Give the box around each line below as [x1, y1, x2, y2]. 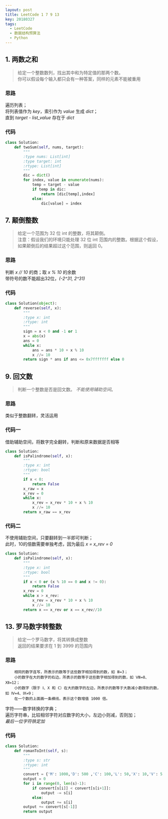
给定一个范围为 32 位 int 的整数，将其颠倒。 [17, 230, 108, 236]
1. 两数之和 [5, 55, 39, 64]
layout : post [5, 7, 33, 13]
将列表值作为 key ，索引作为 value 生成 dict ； [5, 108, 98, 114]
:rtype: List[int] [23, 163, 62, 168]
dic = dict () [23, 173, 51, 178]
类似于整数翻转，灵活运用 [5, 413, 58, 419]
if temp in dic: [32, 187, 66, 192]
